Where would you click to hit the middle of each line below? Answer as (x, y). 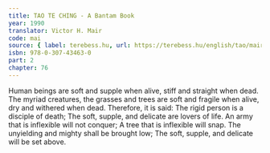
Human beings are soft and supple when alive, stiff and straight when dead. (133, 91)
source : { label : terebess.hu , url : (70, 46)
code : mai (25, 38)
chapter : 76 (28, 68)
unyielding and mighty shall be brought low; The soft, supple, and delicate (131, 133)
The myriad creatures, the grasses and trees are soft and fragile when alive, (134, 99)
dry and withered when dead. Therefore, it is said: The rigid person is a (126, 107)
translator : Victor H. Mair (55, 30)
